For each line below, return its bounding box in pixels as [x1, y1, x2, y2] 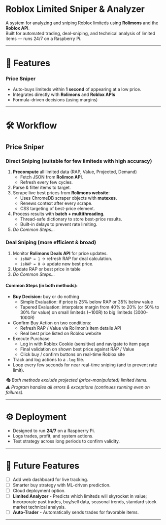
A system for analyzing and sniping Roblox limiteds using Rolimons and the [5, 20, 159, 26]
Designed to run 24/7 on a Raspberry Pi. [12, 428, 95, 434]
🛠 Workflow [5, 120, 57, 131]
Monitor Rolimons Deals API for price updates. [12, 250, 108, 256]
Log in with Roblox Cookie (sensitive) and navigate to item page [20, 341, 150, 347]
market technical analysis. [12, 504, 66, 510]
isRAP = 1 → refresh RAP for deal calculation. [20, 256, 113, 262]
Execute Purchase [12, 335, 50, 342]
